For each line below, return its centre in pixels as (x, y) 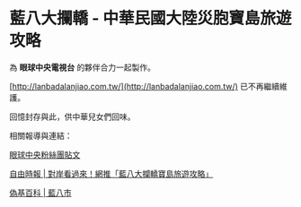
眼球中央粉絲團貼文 (45, 154)
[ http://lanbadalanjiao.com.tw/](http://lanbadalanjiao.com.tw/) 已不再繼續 (145, 86)
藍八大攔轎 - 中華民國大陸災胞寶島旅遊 (150, 18)
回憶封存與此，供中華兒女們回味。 (72, 116)
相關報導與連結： (41, 135)
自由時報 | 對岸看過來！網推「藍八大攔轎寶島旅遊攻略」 (111, 173)
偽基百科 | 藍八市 (40, 193)
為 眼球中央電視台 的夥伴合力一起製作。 (82, 67)
